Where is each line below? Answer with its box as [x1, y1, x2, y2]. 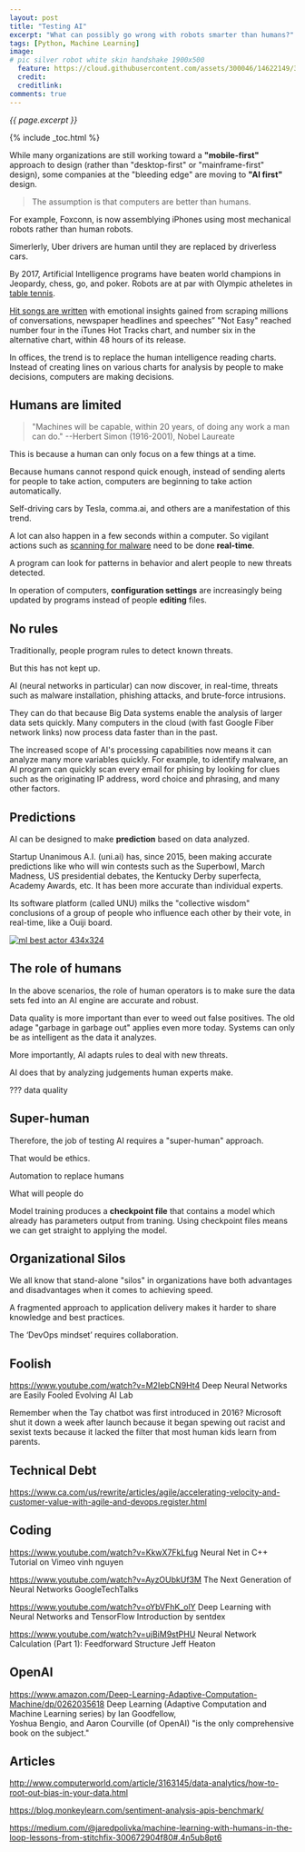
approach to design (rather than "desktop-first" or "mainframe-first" [9, 159, 265, 170]
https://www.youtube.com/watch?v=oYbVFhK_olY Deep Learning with [9, 1601, 271, 1612]
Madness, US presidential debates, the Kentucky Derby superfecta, [9, 870, 261, 881]
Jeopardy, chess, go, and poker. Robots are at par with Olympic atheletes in [9, 278, 293, 289]
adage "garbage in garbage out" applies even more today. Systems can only [9, 1021, 295, 1032]
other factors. [9, 783, 61, 794]
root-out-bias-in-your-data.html [9, 1787, 129, 1798]
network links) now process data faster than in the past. [9, 727, 218, 738]
